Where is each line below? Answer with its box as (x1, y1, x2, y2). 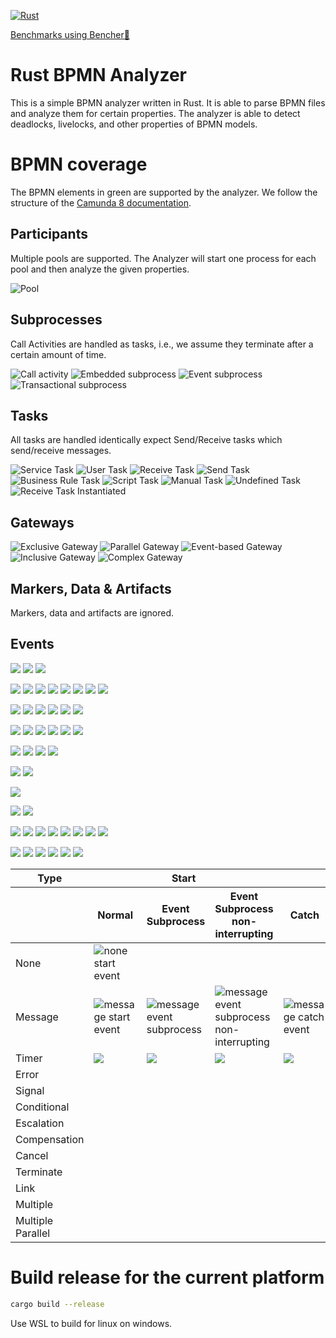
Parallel (15, 1226, 51, 1240)
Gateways (10, 514, 75, 531)
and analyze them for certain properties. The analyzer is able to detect (10, 107, 301, 119)
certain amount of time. (10, 348, 107, 360)
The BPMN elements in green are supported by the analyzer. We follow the (10, 186, 318, 198)
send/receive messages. (10, 445, 112, 457)
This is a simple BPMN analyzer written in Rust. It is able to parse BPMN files (10, 96, 326, 109)
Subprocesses (10, 311, 103, 329)
